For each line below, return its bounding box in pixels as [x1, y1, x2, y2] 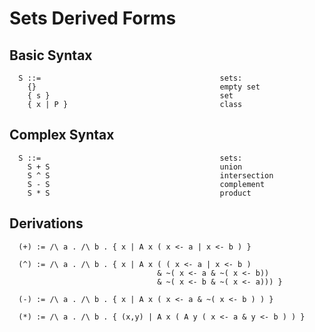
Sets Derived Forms [9, 7, 177, 30]
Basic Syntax [9, 47, 93, 64]
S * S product [27, 188, 252, 198]
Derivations [9, 215, 84, 232]
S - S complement [27, 179, 266, 189]
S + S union [27, 162, 243, 172]
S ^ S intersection [27, 170, 274, 181]
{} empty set [27, 82, 261, 92]
